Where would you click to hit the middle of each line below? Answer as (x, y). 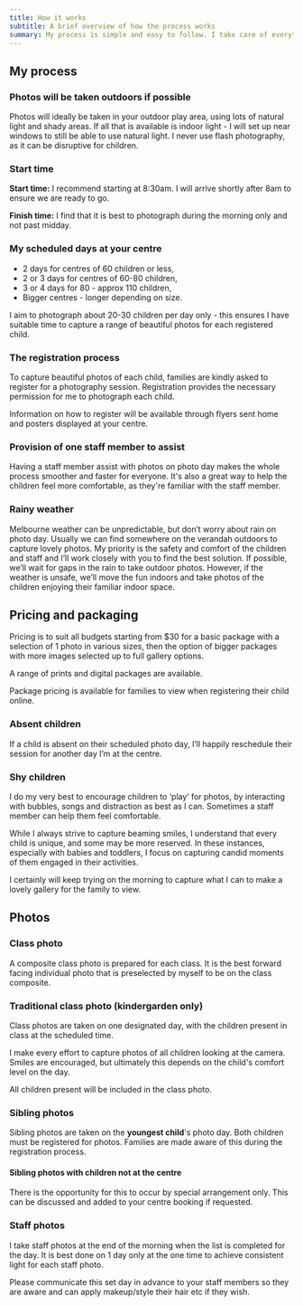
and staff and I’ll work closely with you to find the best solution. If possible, (148, 558)
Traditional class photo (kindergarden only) (106, 1006)
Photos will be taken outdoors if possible (100, 97)
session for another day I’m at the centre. (86, 753)
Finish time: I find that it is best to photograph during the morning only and (148, 216)
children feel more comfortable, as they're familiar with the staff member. (145, 486)
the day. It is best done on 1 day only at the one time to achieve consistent (147, 1254)
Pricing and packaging (74, 615)
